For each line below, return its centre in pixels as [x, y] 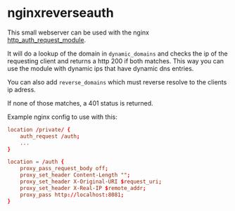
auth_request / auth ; [50, 136]
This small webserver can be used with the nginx [78, 32]
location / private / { [39, 129]
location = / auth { [36, 162]
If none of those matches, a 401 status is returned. [80, 103]
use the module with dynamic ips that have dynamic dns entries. [101, 68]
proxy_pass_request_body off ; [64, 169]
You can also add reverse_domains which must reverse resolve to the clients [117, 82]
